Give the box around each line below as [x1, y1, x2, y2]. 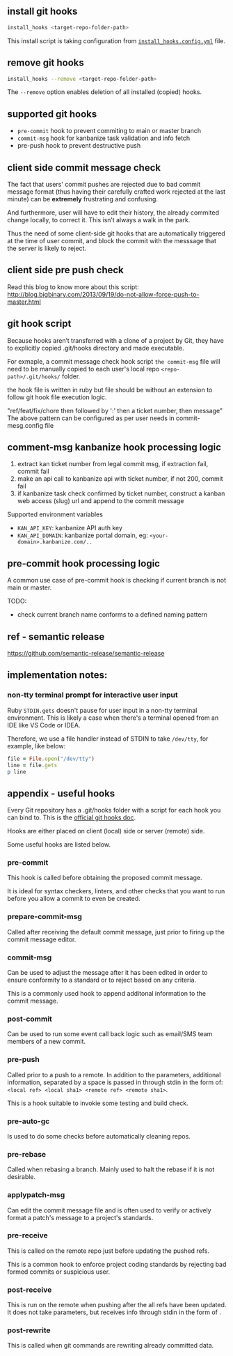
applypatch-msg [7, 1190, 65, 1200]
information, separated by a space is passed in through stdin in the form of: [7, 1078, 224, 1086]
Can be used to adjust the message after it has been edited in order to [7, 969, 208, 977]
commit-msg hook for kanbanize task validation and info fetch [17, 134, 191, 142]
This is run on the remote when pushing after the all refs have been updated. [7, 1301, 227, 1309]
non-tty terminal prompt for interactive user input [7, 690, 179, 700]
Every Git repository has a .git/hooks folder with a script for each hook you [7, 806, 221, 815]
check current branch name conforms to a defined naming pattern [17, 610, 208, 619]
